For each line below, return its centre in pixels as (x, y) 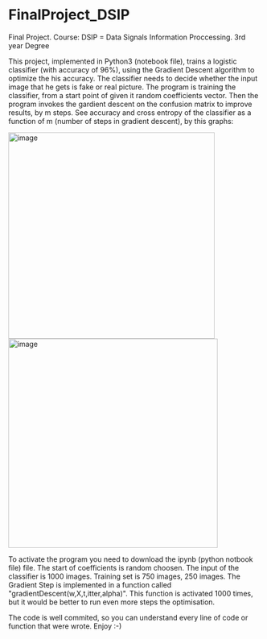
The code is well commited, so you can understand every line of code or (128, 617)
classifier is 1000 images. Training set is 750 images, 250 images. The (125, 576)
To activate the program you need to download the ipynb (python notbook (131, 559)
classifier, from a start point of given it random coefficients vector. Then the (133, 95)
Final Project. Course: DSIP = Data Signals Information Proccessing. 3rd (127, 37)
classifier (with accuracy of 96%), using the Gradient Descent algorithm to (131, 69)
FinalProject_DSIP (69, 15)
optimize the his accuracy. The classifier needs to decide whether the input (133, 78)
